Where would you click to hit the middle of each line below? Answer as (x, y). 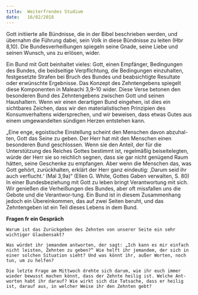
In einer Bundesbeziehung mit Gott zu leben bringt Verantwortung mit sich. (97, 182)
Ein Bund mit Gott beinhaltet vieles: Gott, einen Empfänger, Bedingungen (95, 64)
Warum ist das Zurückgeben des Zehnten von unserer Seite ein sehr (91, 230)
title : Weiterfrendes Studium (45, 12)
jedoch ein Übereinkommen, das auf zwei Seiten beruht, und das (85, 201)
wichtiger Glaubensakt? (35, 235)
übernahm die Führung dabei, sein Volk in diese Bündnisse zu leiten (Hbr (95, 40)
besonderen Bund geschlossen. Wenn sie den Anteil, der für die (84, 145)
